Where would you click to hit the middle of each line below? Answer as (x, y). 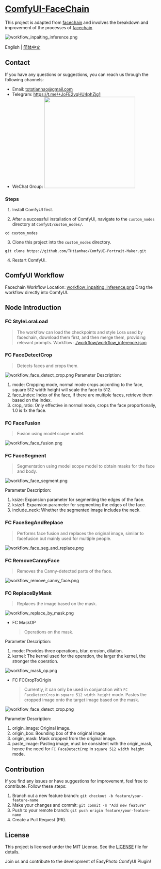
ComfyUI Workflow (34, 275)
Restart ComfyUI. (29, 260)
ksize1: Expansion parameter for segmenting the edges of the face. (79, 505)
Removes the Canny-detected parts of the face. (64, 571)
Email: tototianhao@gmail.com (42, 89)
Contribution (25, 769)
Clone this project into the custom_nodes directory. (62, 242)
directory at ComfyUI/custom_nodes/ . (48, 224)
